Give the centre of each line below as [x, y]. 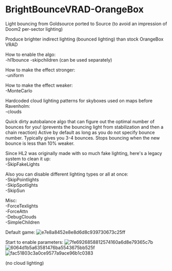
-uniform [15, 75]
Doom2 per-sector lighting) [34, 29]
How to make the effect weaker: [39, 85]
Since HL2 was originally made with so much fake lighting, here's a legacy [84, 153]
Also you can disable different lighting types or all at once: [67, 174]
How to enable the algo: [31, 54]
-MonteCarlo [19, 90]
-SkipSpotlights [22, 185]
